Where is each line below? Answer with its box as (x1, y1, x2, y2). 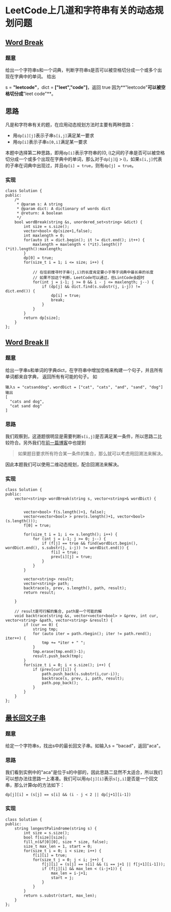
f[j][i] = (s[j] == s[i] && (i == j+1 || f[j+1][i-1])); (41, 861, 166, 867)
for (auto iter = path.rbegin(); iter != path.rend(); (32, 632, 152, 637)
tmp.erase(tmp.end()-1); (32, 649, 86, 654)
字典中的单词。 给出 (14, 73, 56, 79)
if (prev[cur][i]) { (32, 667, 77, 672)
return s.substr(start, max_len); (23, 893, 97, 898)
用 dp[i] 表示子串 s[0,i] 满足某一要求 (12, 138, 88, 145)
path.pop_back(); (41, 681, 79, 686)
